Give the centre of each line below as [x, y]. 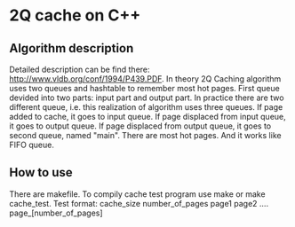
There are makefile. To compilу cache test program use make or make [137, 194]
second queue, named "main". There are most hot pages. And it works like [145, 135]
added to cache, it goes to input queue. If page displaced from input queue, [147, 117]
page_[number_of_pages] [56, 213]
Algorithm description [72, 48]
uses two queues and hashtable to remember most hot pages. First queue [144, 88]
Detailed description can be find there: [80, 69]
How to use [41, 172]
